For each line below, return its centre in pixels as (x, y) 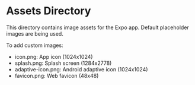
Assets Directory (49, 11)
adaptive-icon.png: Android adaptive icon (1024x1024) (81, 69)
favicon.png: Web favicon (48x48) (57, 75)
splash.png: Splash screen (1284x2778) (63, 63)
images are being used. (35, 33)
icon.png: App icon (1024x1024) (54, 56)
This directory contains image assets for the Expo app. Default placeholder (98, 27)
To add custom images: (35, 45)
